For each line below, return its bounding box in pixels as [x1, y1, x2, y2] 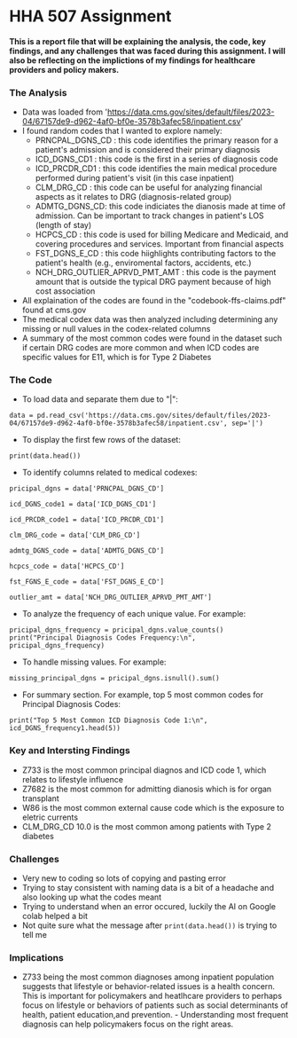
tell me [21, 929, 47, 940]
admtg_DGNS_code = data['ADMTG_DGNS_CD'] [9, 547, 165, 555]
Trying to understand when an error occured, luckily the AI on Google [21, 900, 277, 911]
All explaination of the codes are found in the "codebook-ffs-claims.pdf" [21, 295, 286, 306]
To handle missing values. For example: [21, 657, 167, 667]
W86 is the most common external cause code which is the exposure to [21, 802, 285, 813]
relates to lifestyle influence [21, 774, 124, 784]
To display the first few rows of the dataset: [21, 435, 182, 445]
